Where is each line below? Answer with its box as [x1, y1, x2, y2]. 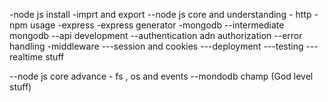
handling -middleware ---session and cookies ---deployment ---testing [9, 40, 304, 52]
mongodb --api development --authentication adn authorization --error [9, 30, 303, 41]
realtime [9, 51, 44, 63]
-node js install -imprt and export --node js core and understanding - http [9, 9, 312, 20]
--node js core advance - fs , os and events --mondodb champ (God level [9, 70, 314, 82]
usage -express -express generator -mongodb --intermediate [30, 19, 285, 31]
